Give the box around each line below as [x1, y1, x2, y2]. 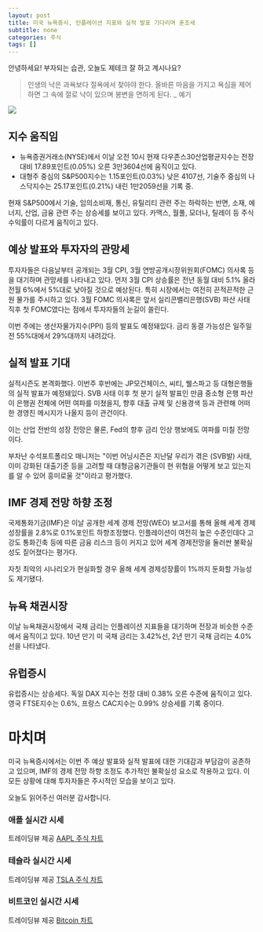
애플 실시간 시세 [8, 814, 64, 825]
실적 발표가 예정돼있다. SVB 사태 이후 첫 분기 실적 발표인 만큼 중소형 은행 [16, 388, 239, 397]
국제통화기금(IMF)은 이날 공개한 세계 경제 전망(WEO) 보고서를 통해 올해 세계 [8, 518, 242, 528]
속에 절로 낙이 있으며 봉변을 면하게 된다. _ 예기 [50, 90, 192, 99]
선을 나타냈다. [8, 641, 51, 651]
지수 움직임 [8, 130, 59, 143]
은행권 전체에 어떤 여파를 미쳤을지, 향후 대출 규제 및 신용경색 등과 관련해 [16, 398, 236, 408]
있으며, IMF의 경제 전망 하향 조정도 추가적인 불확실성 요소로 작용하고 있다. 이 [16, 766, 250, 776]
